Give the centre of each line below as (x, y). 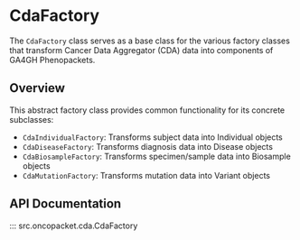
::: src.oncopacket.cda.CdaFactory (74, 226)
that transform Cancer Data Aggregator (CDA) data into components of (141, 50)
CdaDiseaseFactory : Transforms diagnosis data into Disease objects (148, 146)
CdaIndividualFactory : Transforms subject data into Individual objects (152, 137)
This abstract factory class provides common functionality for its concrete (147, 110)
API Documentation (66, 204)
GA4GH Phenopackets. (52, 60)
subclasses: (32, 119)
